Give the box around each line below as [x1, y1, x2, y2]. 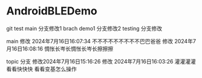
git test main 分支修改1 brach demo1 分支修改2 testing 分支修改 [6, 25, 163, 32]
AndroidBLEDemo [6, 4, 98, 18]
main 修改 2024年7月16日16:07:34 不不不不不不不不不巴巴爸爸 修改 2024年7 [6, 37, 197, 44]
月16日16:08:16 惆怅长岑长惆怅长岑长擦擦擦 [6, 45, 114, 52]
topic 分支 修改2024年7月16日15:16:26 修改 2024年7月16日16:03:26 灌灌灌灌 [6, 58, 197, 65]
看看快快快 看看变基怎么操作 [6, 65, 77, 73]
